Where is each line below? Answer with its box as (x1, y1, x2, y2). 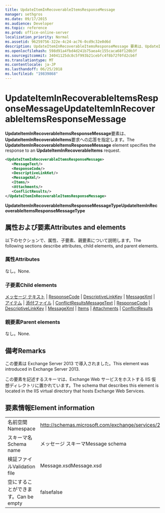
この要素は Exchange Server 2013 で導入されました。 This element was (5, 361, 149, 367)
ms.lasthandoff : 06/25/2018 (5, 67, 63, 72)
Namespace (7, 425, 36, 432)
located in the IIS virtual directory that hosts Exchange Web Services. (5, 388, 145, 394)
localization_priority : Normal (5, 35, 69, 40)
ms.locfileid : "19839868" (5, 71, 58, 76)
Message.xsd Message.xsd (40, 462, 102, 469)
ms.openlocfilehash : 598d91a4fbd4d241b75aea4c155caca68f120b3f (5, 48, 137, 53)
